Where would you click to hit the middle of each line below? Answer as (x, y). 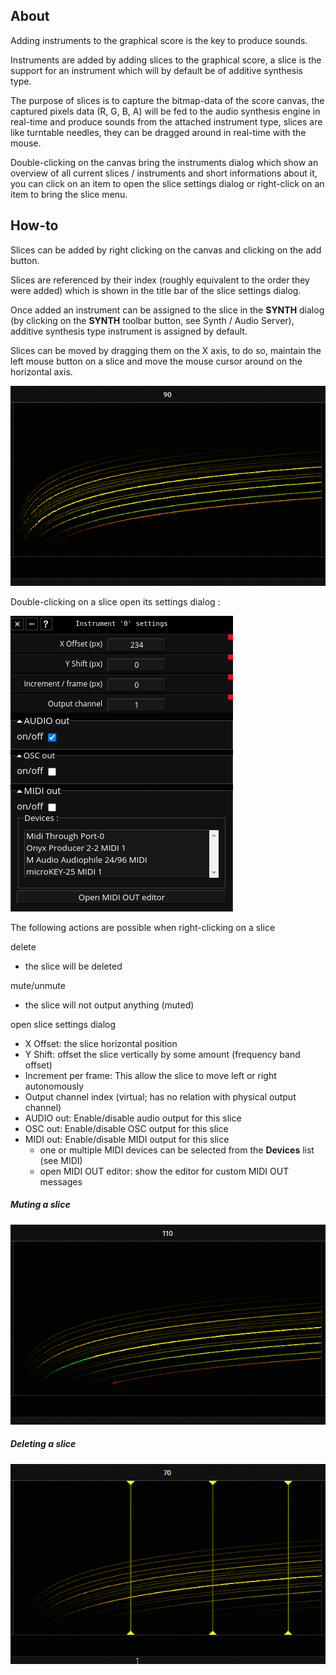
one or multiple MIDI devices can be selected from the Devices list (177, 1150)
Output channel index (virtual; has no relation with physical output (160, 1096)
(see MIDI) (61, 1160)
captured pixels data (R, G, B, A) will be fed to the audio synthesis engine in (165, 111)
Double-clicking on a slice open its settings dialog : (115, 601)
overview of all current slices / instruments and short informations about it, (164, 173)
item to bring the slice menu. (69, 194)
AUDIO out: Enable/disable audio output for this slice (133, 1118)
